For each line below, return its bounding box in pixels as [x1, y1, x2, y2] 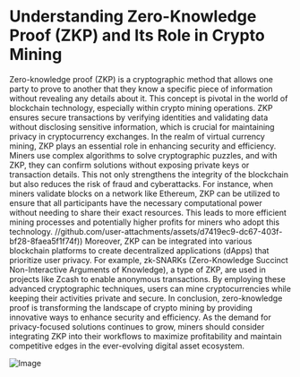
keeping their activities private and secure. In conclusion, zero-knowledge [9, 293, 283, 304]
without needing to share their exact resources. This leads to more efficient [9, 207, 287, 218]
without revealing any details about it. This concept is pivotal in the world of [9, 92, 288, 104]
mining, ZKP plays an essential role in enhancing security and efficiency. [9, 141, 277, 151]
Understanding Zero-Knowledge [9, 6, 257, 27]
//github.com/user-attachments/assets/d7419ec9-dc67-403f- [55, 226, 283, 236]
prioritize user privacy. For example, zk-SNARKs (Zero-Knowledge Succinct [9, 254, 288, 265]
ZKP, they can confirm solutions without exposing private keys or [9, 159, 250, 170]
